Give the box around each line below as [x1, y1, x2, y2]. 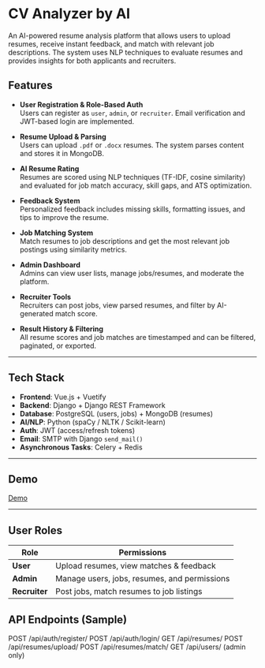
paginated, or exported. [19, 341, 97, 350]
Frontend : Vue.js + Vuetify [19, 392, 106, 401]
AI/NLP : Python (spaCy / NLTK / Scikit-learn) [19, 417, 166, 427]
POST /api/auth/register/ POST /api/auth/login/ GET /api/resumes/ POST [8, 634, 243, 643]
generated [19, 308, 54, 318]
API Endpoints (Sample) [8, 613, 128, 626]
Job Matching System [19, 228, 94, 237]
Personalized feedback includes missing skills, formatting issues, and [19, 204, 246, 214]
